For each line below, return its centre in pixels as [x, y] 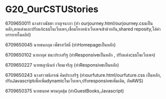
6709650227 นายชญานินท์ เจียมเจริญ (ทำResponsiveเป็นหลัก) [62, 65]
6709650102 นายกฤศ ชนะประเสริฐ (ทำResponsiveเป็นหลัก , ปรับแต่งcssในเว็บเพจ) [80, 55]
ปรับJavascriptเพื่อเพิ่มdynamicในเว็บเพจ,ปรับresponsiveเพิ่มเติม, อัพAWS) [74, 81]
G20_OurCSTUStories [52, 9]
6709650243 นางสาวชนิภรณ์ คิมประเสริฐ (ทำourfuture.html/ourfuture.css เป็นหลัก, [83, 75]
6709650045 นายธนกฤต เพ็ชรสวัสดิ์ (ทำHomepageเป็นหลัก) [60, 44]
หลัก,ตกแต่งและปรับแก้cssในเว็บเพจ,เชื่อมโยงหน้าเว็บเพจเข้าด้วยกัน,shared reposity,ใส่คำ [83, 29]
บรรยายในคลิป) [18, 34]
